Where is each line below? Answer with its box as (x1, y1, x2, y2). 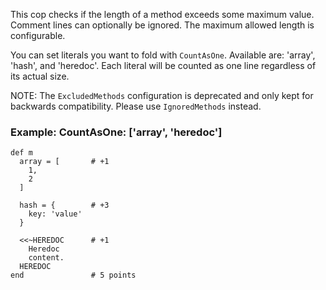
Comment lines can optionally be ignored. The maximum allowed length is (10, 19, 315, 31)
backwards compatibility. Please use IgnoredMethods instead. (10, 100, 262, 112)
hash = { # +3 (19, 200, 110, 211)
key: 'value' (28, 209, 83, 219)
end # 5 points (10, 270, 137, 281)
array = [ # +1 (19, 157, 110, 167)
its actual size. (10, 70, 70, 82)
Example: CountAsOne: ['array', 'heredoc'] (10, 125, 223, 139)
